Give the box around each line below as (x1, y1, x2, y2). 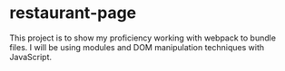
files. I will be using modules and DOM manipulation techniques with (9, 41, 265, 52)
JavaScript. (9, 51, 53, 62)
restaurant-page (9, 3, 137, 23)
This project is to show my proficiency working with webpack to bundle (9, 32, 277, 43)
